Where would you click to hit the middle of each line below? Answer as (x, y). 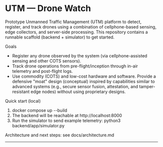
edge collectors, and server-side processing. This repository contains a (76, 32)
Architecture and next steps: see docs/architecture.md (60, 135)
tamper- (147, 86)
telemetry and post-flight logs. (42, 71)
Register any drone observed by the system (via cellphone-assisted (80, 55)
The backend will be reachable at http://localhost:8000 (67, 115)
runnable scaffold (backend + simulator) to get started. (60, 37)
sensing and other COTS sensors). (47, 61)
